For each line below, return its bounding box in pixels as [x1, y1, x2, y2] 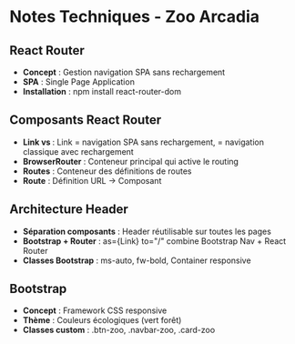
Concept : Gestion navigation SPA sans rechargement [22, 66, 226, 77]
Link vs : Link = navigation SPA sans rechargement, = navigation [22, 137, 264, 147]
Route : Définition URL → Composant [22, 175, 162, 186]
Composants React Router [9, 112, 162, 128]
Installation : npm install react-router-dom [22, 86, 182, 96]
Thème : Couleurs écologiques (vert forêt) [22, 315, 182, 326]
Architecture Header [9, 202, 129, 218]
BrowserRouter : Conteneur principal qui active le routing [22, 156, 239, 167]
